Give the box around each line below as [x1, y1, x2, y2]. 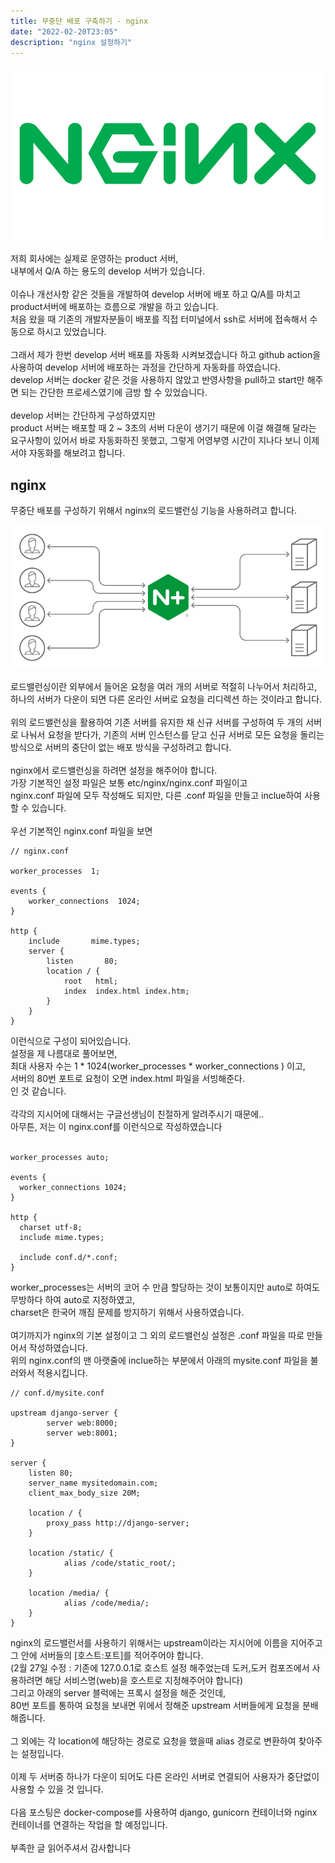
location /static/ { [28, 1548, 114, 1559]
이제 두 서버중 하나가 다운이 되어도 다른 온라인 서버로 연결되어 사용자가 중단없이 [10, 1771, 320, 1783]
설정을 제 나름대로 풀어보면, [10, 1048, 118, 1060]
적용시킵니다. [36, 1367, 88, 1379]
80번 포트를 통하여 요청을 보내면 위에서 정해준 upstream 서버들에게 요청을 [10, 1700, 300, 1712]
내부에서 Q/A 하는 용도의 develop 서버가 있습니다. [10, 265, 205, 277]
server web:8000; [46, 1418, 118, 1429]
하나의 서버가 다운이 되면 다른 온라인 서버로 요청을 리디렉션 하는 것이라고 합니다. [10, 693, 323, 705]
